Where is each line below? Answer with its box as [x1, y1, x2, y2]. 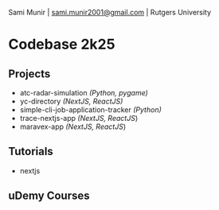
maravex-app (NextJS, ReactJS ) [19, 122, 126, 131]
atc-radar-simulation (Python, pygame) [19, 88, 149, 97]
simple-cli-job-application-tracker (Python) [19, 105, 162, 115]
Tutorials [8, 145, 53, 158]
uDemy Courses [8, 189, 90, 203]
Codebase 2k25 [8, 36, 115, 53]
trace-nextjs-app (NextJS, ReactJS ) [19, 114, 138, 122]
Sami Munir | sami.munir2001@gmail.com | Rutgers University [8, 8, 212, 17]
